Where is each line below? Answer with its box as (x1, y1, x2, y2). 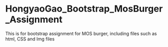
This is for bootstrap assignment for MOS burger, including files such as (5, 30, 157, 36)
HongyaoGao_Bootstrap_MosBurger (5, 3, 163, 15)
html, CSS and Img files (5, 36, 55, 42)
